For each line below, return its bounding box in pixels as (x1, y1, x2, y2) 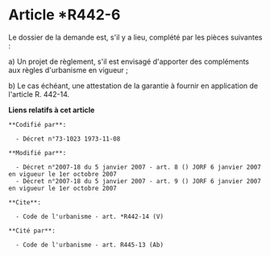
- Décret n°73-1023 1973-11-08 (15, 135, 121, 143)
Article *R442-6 (8, 6, 121, 24)
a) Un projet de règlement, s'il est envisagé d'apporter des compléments (8, 57, 250, 66)
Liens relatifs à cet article (8, 105, 95, 115)
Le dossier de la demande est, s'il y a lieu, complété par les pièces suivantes (8, 32, 263, 42)
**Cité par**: (8, 226, 56, 235)
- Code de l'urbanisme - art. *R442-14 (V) (15, 212, 164, 220)
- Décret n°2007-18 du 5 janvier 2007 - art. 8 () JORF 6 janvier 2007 (15, 163, 262, 171)
